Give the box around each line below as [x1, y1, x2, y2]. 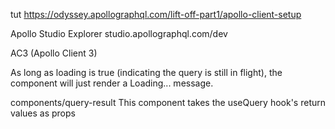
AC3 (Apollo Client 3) [10, 47, 98, 59]
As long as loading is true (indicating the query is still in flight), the [10, 67, 283, 78]
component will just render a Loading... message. [10, 77, 214, 89]
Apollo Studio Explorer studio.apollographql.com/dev [10, 28, 228, 39]
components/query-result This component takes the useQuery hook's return [10, 97, 327, 108]
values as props [10, 107, 76, 119]
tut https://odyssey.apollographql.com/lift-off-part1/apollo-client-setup [10, 9, 302, 20]
